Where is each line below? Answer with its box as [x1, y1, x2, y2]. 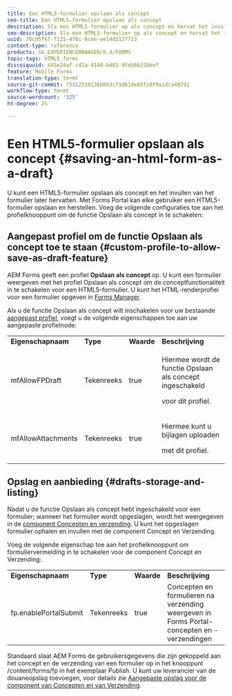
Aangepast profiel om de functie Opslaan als [7, 231, 203, 242]
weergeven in [166, 608, 211, 618]
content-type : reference [7, 42, 79, 49]
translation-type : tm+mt [7, 74, 79, 82]
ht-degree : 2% [7, 100, 48, 107]
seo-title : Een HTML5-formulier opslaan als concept [7, 17, 162, 24]
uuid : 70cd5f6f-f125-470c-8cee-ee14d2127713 [7, 36, 137, 43]
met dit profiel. [161, 445, 209, 455]
